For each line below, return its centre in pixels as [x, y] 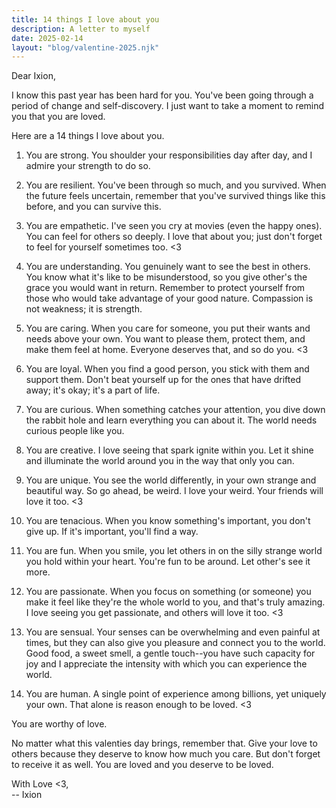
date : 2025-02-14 [47, 38]
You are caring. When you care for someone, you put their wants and [168, 328]
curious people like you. [75, 431]
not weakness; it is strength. [84, 309]
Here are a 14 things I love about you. [88, 136]
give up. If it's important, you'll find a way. [112, 532]
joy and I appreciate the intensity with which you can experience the [166, 664]
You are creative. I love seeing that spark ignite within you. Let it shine [169, 450]
